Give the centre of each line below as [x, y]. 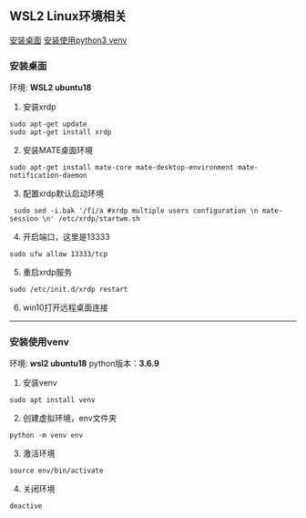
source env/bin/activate [56, 471]
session [24, 219]
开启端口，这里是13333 [66, 237]
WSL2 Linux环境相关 [68, 16]
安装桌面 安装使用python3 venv [68, 40]
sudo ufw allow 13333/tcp [58, 254]
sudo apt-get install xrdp [61, 132]
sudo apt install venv [52, 400]
